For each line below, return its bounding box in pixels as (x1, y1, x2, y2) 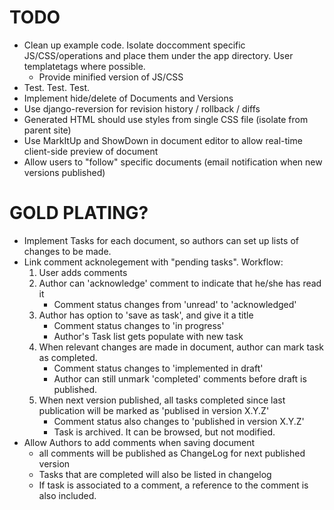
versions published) (23, 166, 106, 178)
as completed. (38, 351, 98, 363)
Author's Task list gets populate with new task (53, 330, 244, 342)
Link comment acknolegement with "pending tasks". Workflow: (23, 256, 284, 268)
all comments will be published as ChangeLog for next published (38, 447, 306, 459)
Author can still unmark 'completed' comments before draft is (53, 372, 307, 385)
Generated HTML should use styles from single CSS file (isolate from (23, 113, 309, 125)
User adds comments (38, 266, 128, 278)
